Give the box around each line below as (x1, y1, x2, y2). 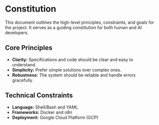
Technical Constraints (5, 91, 73, 100)
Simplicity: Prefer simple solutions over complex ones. (12, 67, 122, 73)
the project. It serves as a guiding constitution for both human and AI (5, 24, 142, 30)
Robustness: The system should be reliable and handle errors (12, 72, 136, 78)
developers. (5, 30, 29, 35)
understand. (12, 62, 37, 67)
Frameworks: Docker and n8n (12, 109, 72, 115)
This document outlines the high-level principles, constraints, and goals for (5, 19, 155, 25)
